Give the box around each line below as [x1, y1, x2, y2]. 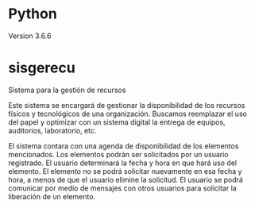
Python [8, 5, 57, 23]
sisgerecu [8, 59, 75, 77]
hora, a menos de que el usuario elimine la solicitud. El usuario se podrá [8, 175, 244, 184]
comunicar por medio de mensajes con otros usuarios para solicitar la [8, 183, 237, 193]
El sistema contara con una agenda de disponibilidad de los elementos [8, 141, 239, 151]
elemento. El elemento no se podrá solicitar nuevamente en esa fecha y [8, 166, 242, 175]
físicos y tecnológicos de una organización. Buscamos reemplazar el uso [8, 109, 248, 118]
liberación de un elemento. [8, 191, 96, 201]
